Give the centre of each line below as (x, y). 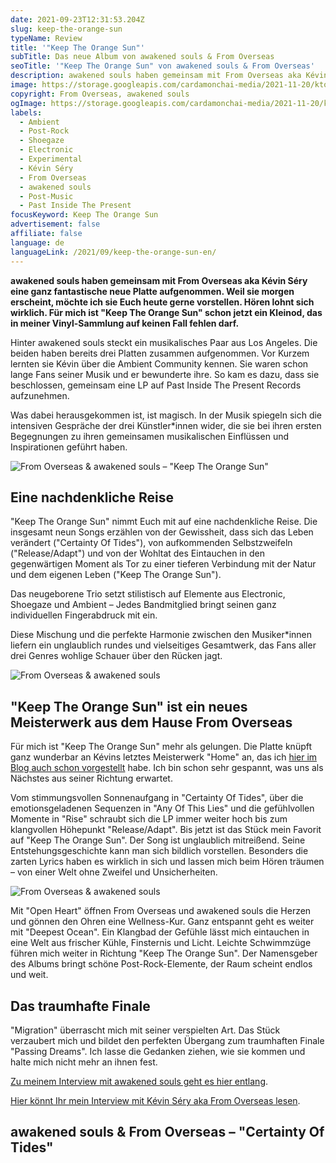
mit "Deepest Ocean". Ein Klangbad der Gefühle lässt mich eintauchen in (160, 932)
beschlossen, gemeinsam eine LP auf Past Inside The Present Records (156, 385)
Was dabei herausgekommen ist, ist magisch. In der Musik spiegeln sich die (166, 415)
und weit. (29, 975)
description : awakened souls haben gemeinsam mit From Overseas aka (156, 76)
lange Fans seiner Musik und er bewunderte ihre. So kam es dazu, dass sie (165, 374)
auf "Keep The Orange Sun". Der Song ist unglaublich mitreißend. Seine (158, 840)
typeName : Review (46, 38)
